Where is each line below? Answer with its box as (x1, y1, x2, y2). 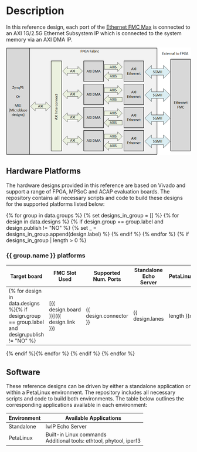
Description (6, 4, 64, 18)
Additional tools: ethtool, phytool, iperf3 (45, 437, 141, 444)
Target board (10, 273, 43, 280)
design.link (49, 318, 75, 325)
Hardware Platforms (6, 166, 81, 176)
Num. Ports (93, 276, 121, 283)
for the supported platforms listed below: (6, 200, 105, 208)
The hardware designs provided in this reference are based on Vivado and (6, 182, 186, 189)
